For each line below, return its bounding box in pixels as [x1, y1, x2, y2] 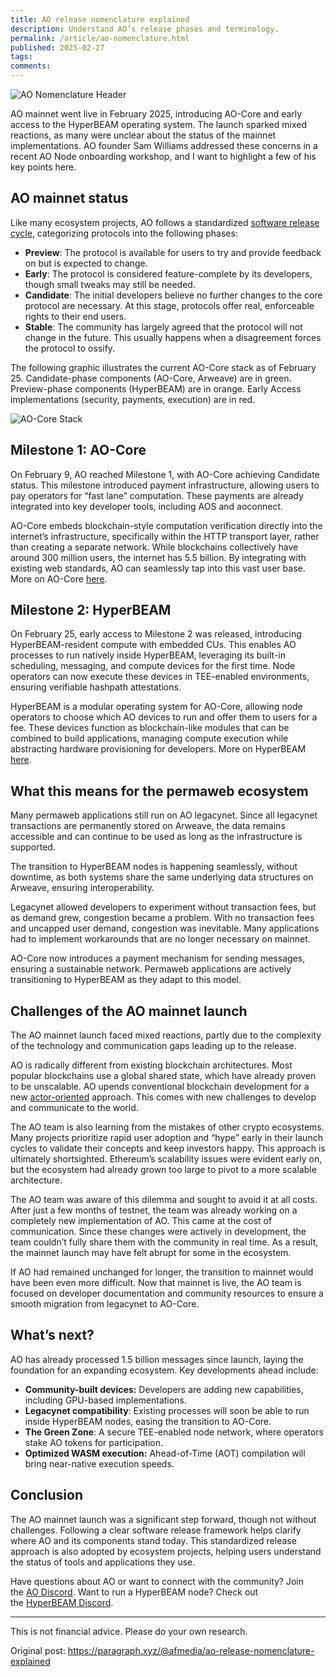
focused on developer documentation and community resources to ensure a [10, 1287, 324, 1300]
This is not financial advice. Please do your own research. [10, 1625, 248, 1637]
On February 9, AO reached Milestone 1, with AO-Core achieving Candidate [10, 468, 320, 480]
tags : [10, 52, 33, 62]
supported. [10, 841, 56, 853]
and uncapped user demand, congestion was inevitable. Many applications [10, 922, 320, 935]
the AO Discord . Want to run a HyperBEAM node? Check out [10, 1586, 259, 1598]
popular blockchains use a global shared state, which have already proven [10, 1070, 317, 1082]
